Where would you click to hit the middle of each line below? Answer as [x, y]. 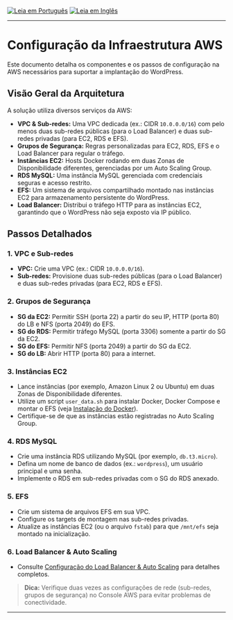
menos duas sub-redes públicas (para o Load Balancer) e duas [107, 131]
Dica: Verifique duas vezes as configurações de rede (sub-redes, [118, 587]
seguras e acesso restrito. [54, 182]
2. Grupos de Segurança [49, 302]
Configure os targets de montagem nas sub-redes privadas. [103, 519]
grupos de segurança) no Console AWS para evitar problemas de [117, 595]
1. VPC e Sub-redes [41, 254]
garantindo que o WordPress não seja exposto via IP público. [104, 212]
